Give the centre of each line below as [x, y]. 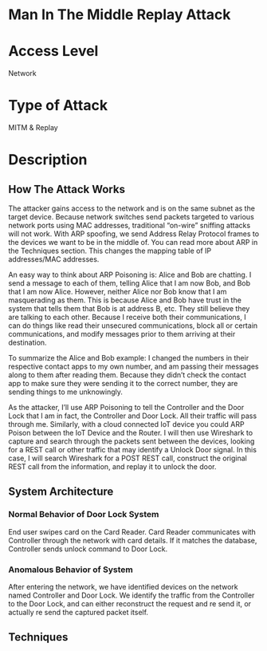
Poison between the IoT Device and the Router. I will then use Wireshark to [131, 433]
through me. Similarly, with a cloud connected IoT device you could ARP [126, 424]
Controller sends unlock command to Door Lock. [88, 549]
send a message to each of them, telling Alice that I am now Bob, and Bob [130, 283]
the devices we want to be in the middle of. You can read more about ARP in [133, 243]
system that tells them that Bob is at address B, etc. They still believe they [129, 309]
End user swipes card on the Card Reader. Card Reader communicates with [132, 531]
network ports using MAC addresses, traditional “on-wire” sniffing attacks [130, 226]
